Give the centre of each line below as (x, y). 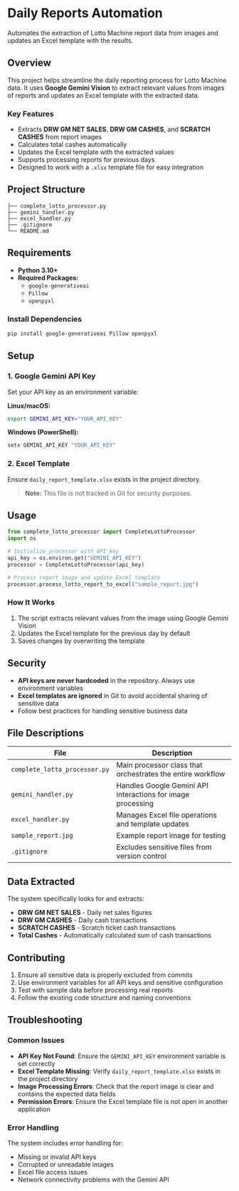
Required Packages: (48, 278)
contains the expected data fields (67, 1094)
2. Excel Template (39, 464)
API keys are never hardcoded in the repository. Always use (106, 680)
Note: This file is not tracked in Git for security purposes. (108, 493)
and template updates (153, 824)
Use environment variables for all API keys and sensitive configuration (120, 983)
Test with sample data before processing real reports (95, 990)
